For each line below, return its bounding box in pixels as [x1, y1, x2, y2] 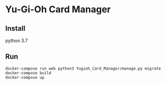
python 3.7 [5, 37, 28, 44]
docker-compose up [5, 75, 44, 80]
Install [5, 24, 26, 33]
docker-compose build [5, 70, 52, 75]
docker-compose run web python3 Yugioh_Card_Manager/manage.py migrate [5, 66, 161, 71]
